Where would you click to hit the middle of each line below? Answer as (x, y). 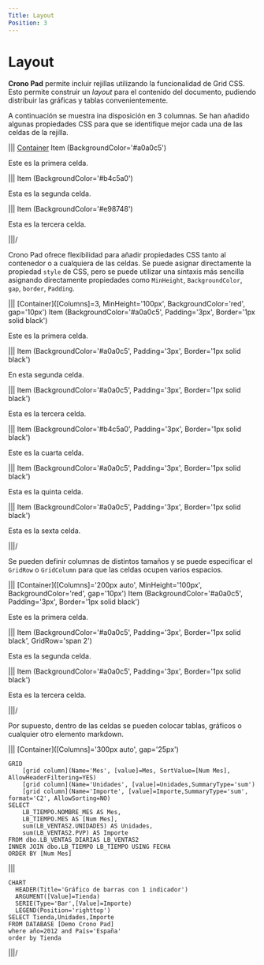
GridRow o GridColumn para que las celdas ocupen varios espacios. (115, 570)
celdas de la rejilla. (38, 133)
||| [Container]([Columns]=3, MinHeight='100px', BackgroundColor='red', (127, 304)
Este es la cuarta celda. (46, 453)
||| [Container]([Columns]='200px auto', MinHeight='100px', (105, 585)
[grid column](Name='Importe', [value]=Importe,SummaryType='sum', (135, 792)
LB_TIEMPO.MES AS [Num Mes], (70, 819)
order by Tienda (35, 938)
